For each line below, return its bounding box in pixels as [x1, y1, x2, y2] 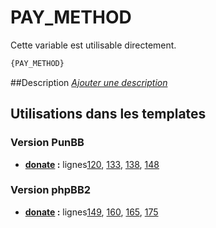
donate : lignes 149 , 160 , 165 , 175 [24, 206, 159, 218]
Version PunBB [10, 136, 85, 150]
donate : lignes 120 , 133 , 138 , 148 [24, 158, 160, 170]
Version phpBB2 [10, 183, 92, 197]
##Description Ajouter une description [10, 76, 168, 88]
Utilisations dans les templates [10, 106, 207, 123]
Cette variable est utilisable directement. [10, 39, 177, 51]
